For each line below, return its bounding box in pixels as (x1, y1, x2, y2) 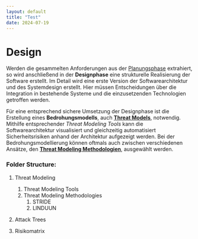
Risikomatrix (14, 227, 45, 234)
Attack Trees (14, 216, 46, 223)
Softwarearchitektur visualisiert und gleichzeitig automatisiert (6, 127, 156, 134)
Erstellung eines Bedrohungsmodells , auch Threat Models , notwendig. (6, 114, 181, 122)
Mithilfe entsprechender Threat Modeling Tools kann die (6, 120, 143, 128)
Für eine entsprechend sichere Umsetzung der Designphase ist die (6, 108, 170, 115)
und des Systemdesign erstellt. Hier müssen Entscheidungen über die (6, 84, 177, 91)
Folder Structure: (6, 161, 57, 169)
